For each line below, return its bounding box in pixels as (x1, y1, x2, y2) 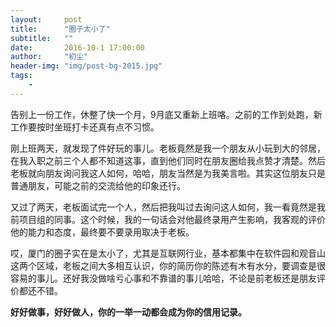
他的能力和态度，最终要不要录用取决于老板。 (10, 226, 195, 238)
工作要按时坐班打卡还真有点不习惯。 (10, 121, 160, 133)
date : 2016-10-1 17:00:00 (10, 42, 145, 53)
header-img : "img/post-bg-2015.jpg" (10, 61, 163, 71)
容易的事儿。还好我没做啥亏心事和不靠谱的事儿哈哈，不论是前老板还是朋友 (10, 272, 317, 284)
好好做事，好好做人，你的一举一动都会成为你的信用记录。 (10, 306, 247, 318)
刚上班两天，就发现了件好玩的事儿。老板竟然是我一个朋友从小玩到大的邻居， (10, 142, 326, 154)
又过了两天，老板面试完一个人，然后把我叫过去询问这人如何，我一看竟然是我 (10, 201, 326, 213)
